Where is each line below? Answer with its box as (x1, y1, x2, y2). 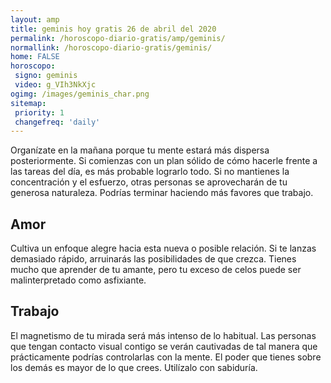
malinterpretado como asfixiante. (10, 274, 147, 286)
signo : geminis (14, 71, 78, 81)
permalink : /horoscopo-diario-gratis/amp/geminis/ (10, 33, 226, 43)
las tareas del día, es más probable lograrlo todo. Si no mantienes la (10, 166, 290, 178)
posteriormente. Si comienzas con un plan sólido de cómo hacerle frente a (10, 155, 318, 167)
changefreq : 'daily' (14, 117, 101, 127)
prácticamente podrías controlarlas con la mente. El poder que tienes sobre (10, 351, 322, 363)
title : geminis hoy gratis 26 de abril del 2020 (10, 24, 217, 34)
